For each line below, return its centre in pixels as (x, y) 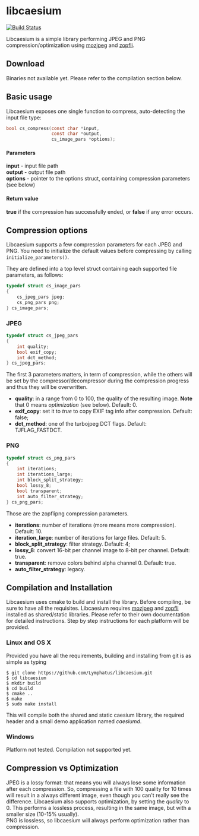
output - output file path (36, 172)
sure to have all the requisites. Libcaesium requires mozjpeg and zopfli (93, 608)
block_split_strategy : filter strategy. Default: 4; (72, 544)
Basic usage (29, 97)
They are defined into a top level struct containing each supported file (91, 269)
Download (25, 64)
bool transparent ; (40, 491)
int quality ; (33, 346)
